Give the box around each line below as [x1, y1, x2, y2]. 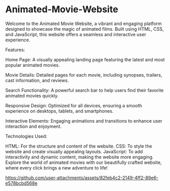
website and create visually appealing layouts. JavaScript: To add [5, 148, 143, 154]
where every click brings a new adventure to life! [5, 164, 108, 171]
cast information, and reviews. [5, 77, 69, 83]
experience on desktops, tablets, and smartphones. [5, 108, 114, 114]
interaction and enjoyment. [5, 123, 62, 129]
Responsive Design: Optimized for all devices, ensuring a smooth [5, 102, 142, 108]
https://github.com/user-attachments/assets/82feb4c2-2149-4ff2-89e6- [5, 175, 159, 181]
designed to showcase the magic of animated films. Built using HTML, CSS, [5, 26, 164, 32]
